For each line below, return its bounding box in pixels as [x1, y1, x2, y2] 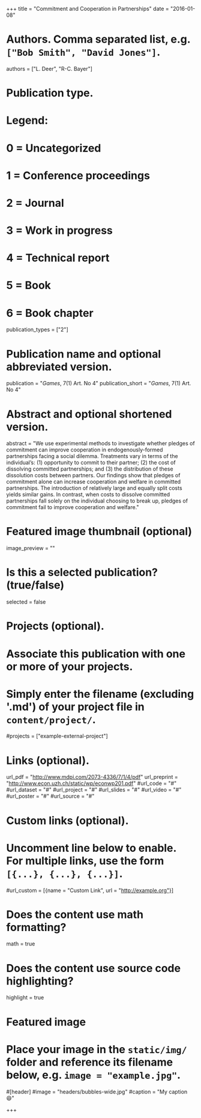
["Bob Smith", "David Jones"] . [6, 45, 161, 59]
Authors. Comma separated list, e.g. [6, 32, 191, 46]
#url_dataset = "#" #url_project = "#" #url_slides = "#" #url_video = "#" [6, 786, 182, 793]
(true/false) [6, 578, 65, 592]
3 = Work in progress [6, 224, 113, 237]
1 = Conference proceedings [6, 168, 150, 182]
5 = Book [6, 279, 51, 292]
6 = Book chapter [6, 306, 94, 320]
